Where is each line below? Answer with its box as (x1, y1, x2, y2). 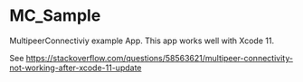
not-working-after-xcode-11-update (9, 62, 142, 73)
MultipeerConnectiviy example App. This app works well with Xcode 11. (9, 35, 274, 46)
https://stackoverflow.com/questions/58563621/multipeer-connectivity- (25, 52, 294, 63)
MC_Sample (9, 5, 101, 26)
